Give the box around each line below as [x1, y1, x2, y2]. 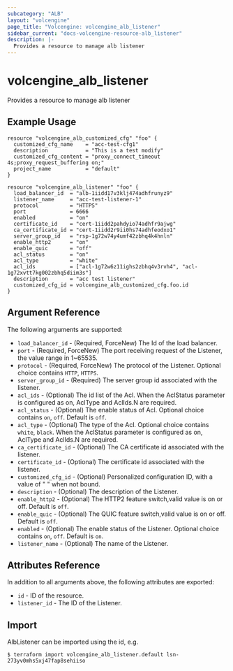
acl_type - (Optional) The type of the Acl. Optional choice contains [17, 420, 209, 428]
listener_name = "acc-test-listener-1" [13, 196, 142, 203]
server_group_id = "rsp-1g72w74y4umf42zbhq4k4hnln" [13, 232, 173, 240]
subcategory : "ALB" [7, 10, 64, 17]
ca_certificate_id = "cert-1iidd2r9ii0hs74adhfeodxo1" [13, 226, 176, 233]
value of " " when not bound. [17, 479, 101, 488]
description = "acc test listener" [13, 275, 136, 282]
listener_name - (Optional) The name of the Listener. [17, 539, 169, 547]
